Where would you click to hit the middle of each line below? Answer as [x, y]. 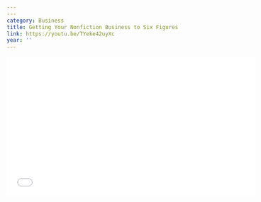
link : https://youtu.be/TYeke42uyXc [61, 34]
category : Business [35, 21]
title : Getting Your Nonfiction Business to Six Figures [93, 27]
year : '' [20, 40]
